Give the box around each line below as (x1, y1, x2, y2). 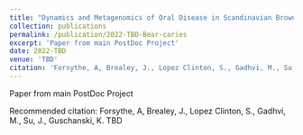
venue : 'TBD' (9, 55, 59, 64)
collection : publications (9, 22, 106, 31)
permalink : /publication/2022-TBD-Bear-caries (9, 30, 188, 39)
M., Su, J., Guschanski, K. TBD (9, 114, 124, 126)
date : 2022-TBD (9, 47, 67, 56)
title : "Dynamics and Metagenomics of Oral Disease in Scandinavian (9, 13, 272, 22)
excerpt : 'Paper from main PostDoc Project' (9, 38, 179, 48)
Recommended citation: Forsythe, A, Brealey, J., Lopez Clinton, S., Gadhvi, (9, 105, 287, 116)
